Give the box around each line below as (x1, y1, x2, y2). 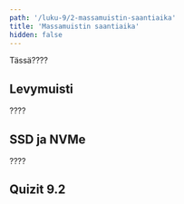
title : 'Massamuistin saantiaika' (9, 22, 140, 31)
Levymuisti (9, 81, 74, 96)
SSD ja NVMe (9, 131, 86, 147)
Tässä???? (9, 55, 48, 66)
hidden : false (9, 30, 63, 39)
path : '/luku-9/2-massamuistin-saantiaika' (9, 13, 177, 23)
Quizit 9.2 (9, 182, 66, 198)
